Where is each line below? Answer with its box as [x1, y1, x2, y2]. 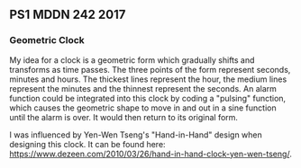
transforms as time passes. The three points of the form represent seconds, [9, 64, 291, 75]
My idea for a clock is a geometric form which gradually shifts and [9, 54, 255, 66]
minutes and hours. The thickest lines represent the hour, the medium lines [9, 74, 287, 84]
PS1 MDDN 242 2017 [9, 7, 126, 22]
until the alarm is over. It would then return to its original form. [9, 111, 239, 122]
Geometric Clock [9, 34, 86, 47]
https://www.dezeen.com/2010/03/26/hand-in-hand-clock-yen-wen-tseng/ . [9, 148, 293, 159]
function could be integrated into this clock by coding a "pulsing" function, [9, 93, 287, 103]
